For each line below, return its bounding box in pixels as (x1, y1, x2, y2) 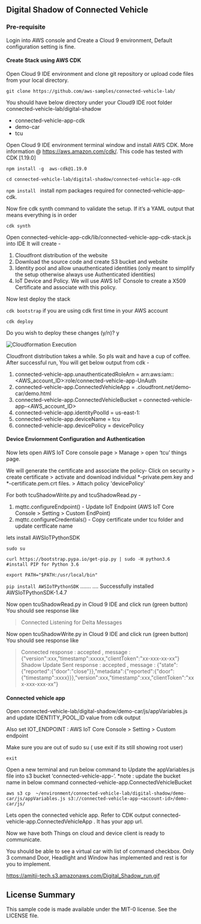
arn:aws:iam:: (140, 370, 174, 378)
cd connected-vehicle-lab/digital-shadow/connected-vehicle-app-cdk (6, 176, 181, 183)
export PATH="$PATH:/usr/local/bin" (6, 572, 98, 578)
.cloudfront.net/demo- (136, 383, 191, 390)
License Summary (6, 890, 76, 900)
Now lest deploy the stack (6, 295, 71, 302)
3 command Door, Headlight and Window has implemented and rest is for (6, 854, 188, 861)
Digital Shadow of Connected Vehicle (6, 5, 149, 15)
